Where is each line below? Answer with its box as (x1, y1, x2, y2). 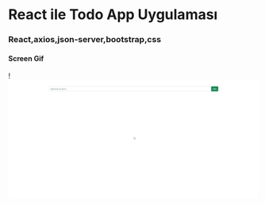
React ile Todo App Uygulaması (8, 6, 218, 24)
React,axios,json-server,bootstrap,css (8, 34, 161, 45)
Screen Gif (8, 53, 44, 63)
